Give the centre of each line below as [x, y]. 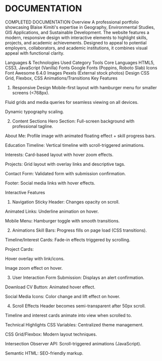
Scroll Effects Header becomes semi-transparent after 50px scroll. [79, 306]
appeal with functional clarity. [35, 53]
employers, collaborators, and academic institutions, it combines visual [76, 48]
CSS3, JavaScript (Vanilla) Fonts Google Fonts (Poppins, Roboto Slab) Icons [81, 68]
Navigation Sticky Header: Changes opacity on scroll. [66, 202]
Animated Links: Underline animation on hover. [52, 211]
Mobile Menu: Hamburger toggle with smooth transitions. [62, 221]
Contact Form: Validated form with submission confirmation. [65, 173]
